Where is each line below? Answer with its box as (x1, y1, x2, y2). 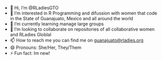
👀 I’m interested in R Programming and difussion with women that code (10, 10, 157, 16)
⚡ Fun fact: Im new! (10, 50, 50, 56)
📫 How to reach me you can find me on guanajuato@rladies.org (10, 37, 144, 43)
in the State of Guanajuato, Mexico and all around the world (10, 16, 133, 21)
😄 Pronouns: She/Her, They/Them (10, 44, 82, 50)
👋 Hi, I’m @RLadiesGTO (10, 5, 59, 11)
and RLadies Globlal (10, 32, 52, 37)
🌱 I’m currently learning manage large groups (10, 21, 104, 27)
